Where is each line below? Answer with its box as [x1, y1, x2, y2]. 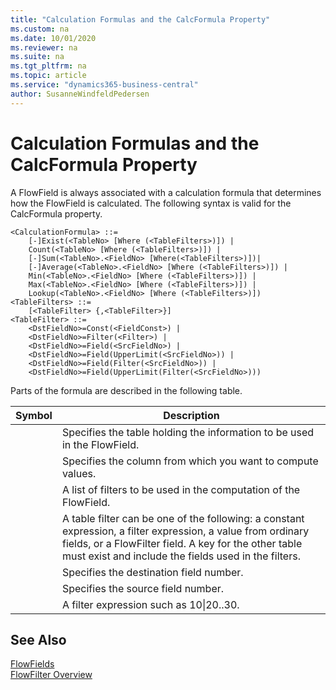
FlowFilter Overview [10, 669, 93, 681]
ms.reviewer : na [10, 42, 78, 53]
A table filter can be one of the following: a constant [61, 511, 305, 525]
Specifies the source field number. [61, 581, 225, 595]
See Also [10, 631, 67, 648]
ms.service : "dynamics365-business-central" [10, 80, 199, 90]
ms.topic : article [10, 71, 87, 81]
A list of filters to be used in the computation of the [61, 482, 301, 496]
